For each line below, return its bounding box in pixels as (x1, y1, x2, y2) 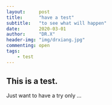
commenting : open (6, 43, 50, 49)
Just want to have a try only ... (6, 92, 82, 100)
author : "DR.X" (6, 31, 56, 37)
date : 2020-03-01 (6, 25, 67, 32)
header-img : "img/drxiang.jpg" (6, 37, 85, 43)
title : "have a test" (6, 14, 74, 21)
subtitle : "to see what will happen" (6, 20, 107, 26)
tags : (6, 48, 20, 54)
